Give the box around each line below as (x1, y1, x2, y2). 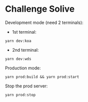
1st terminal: (12, 29, 36, 35)
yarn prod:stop (5, 92, 36, 97)
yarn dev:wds (5, 56, 32, 61)
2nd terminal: (12, 47, 39, 53)
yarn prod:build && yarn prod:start (5, 74, 79, 79)
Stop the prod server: (5, 83, 48, 89)
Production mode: (5, 65, 41, 71)
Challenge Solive (5, 3, 75, 15)
